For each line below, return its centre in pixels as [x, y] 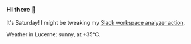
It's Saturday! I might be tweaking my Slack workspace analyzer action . [96, 23]
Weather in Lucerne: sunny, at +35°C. [54, 34]
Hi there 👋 [21, 10]
